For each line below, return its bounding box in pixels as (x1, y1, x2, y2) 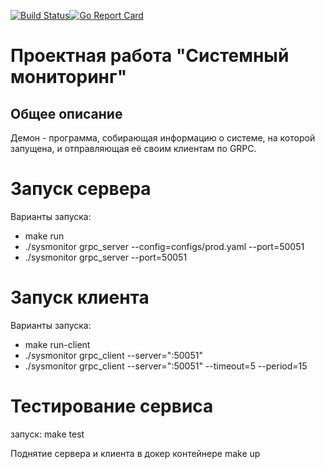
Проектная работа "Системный (10, 45, 290, 67)
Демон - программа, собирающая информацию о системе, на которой (10, 132, 316, 144)
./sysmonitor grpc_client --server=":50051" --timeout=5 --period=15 (24, 360, 308, 372)
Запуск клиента (10, 286, 150, 309)
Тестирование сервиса (10, 395, 214, 418)
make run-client (24, 338, 91, 350)
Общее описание (10, 105, 123, 122)
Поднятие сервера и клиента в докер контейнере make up (10, 447, 261, 459)
